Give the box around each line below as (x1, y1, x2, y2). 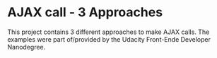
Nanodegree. (7, 42, 46, 51)
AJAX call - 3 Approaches (7, 4, 163, 21)
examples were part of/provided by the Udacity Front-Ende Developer (7, 35, 211, 43)
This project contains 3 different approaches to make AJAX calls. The (7, 28, 210, 36)
